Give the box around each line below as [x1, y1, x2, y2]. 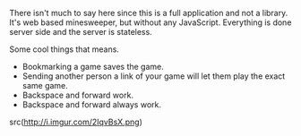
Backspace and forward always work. [21, 99, 161, 110]
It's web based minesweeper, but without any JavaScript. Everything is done [9, 17, 292, 28]
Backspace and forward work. [21, 89, 134, 100]
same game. [21, 81, 69, 90]
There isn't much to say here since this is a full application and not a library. [9, 8, 288, 18]
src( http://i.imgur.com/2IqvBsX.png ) [9, 116, 143, 127]
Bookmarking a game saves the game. [21, 62, 164, 72]
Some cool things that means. [9, 44, 119, 55]
